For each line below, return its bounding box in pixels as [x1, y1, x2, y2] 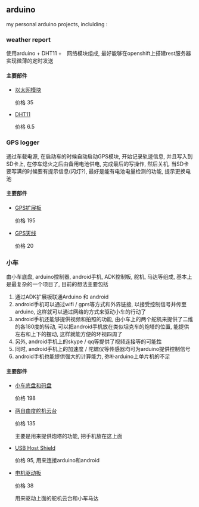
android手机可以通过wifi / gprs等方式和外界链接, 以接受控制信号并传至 [14, 301, 187, 308]
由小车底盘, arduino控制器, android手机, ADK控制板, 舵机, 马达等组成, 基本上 [6, 273, 192, 281]
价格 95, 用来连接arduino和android [14, 457, 100, 464]
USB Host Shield [14, 444, 55, 452]
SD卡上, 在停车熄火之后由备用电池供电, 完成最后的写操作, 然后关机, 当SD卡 [6, 160, 189, 167]
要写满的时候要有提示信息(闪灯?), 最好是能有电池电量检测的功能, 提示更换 [6, 167, 186, 175]
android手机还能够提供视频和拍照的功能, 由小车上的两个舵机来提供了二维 [14, 316, 194, 323]
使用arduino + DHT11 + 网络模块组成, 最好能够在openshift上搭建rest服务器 [6, 50, 191, 57]
